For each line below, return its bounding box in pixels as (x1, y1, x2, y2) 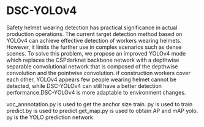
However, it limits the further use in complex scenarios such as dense (6, 43, 182, 51)
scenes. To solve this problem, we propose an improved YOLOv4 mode (6, 49, 186, 57)
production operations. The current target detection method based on (6, 30, 183, 37)
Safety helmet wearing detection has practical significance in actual (6, 24, 178, 31)
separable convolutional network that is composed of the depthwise (6, 62, 178, 70)
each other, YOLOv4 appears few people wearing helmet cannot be (6, 76, 176, 83)
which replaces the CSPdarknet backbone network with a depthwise (6, 56, 179, 64)
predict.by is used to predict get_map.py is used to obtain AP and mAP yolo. (6, 107, 198, 114)
